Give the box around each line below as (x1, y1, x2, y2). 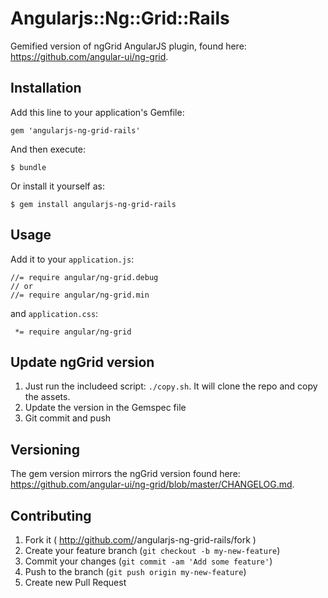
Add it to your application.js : (10, 253, 135, 265)
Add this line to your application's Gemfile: (10, 106, 185, 118)
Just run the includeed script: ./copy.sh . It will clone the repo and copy (24, 380, 318, 392)
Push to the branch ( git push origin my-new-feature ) (24, 566, 247, 577)
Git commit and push (24, 412, 112, 424)
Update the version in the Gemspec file (24, 402, 187, 414)
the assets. (24, 391, 71, 403)
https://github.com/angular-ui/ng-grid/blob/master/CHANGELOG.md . (10, 478, 295, 491)
